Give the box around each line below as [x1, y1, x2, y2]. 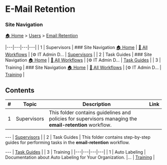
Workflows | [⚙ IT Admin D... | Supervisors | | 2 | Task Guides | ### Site [5, 52, 152, 57]
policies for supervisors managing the [49, 115, 138, 122]
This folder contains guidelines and [49, 109, 131, 116]
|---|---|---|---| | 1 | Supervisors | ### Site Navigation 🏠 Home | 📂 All [5, 45, 148, 51]
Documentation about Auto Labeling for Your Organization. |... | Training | [5, 155, 155, 161]
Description [82, 101, 111, 108]
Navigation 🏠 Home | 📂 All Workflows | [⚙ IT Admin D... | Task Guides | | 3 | [5, 57, 161, 63]
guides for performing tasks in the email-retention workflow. [5, 140, 130, 146]
